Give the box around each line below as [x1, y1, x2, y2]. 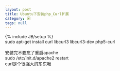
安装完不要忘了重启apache [5, 50, 58, 56]
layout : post [5, 7, 32, 12]
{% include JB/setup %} [5, 34, 53, 40]
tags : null [5, 20, 27, 26]
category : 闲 [5, 16, 31, 21]
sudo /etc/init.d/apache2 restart [5, 55, 69, 61]
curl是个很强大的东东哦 [5, 61, 51, 67]
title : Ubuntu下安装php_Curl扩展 [5, 12, 69, 16]
